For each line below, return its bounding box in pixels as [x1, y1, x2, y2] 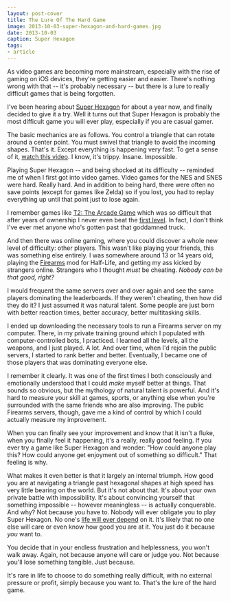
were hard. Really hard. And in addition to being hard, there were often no [7, 180, 215, 189]
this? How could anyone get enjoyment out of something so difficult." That [7, 450, 218, 458]
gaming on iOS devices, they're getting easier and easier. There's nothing [7, 74, 215, 83]
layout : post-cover [7, 10, 63, 17]
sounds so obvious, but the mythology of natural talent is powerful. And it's [7, 386, 220, 394]
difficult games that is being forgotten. [7, 89, 115, 97]
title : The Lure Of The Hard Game [7, 17, 106, 23]
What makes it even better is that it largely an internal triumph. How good [7, 471, 214, 479]
